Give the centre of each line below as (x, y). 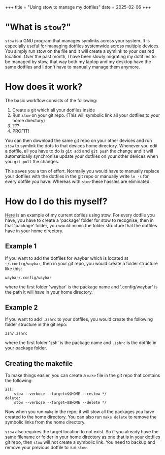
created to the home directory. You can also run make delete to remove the (81, 417)
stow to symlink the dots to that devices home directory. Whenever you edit (81, 145)
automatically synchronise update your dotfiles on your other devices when (82, 156)
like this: (14, 269)
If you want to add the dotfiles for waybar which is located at (67, 258)
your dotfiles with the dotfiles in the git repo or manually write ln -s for (77, 176)
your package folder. (26, 348)
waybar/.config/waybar (28, 278)
